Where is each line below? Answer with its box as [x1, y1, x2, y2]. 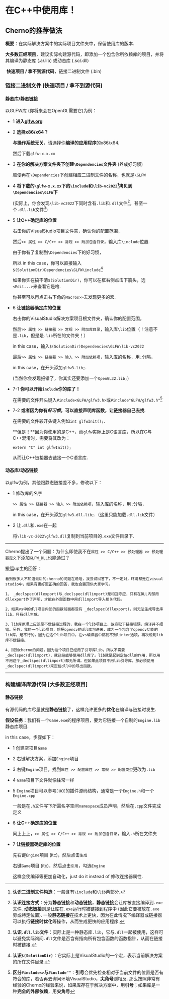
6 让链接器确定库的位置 [12, 304, 61, 310]
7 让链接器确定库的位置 [12, 841, 61, 847]
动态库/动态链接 [5, 467, 38, 473]
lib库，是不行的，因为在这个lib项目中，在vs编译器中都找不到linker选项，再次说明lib [5, 632, 163, 637]
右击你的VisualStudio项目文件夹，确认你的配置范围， [12, 228, 122, 234]
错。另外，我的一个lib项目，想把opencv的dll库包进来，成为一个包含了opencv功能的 [5, 627, 158, 632]
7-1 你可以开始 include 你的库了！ [12, 386, 80, 392]
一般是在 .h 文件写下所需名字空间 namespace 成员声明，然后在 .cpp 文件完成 [12, 803, 161, 809]
